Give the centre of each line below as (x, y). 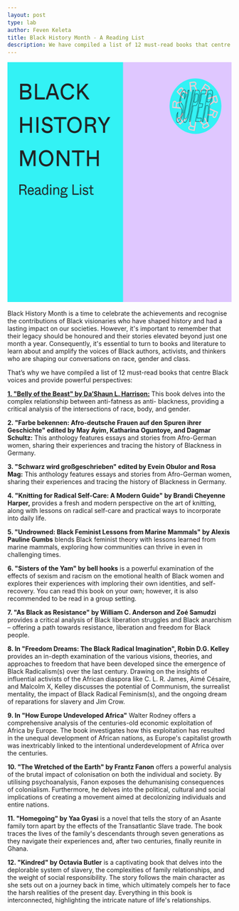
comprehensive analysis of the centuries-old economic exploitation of (110, 723)
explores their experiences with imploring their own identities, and (104, 583)
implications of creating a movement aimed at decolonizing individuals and (117, 797)
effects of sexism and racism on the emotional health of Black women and (116, 576)
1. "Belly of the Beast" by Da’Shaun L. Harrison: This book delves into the (116, 394)
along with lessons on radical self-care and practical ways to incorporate (114, 511)
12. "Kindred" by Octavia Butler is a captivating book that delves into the (115, 863)
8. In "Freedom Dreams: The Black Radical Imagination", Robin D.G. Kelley (118, 649)
